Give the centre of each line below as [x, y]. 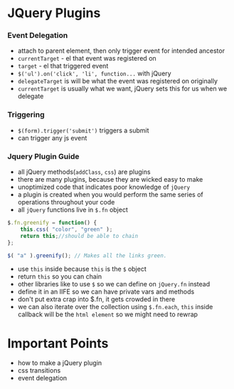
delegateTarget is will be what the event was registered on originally [118, 81]
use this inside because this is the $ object [82, 269]
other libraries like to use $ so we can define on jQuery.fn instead [114, 284]
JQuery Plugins [54, 13]
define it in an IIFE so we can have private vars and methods [106, 292]
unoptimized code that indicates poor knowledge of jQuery [104, 187]
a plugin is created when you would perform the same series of [111, 194]
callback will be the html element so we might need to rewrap [107, 314]
